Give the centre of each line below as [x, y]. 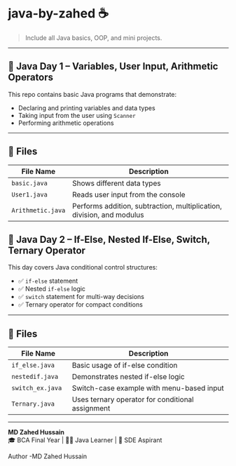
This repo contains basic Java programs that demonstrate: [92, 94]
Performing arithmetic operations [66, 123]
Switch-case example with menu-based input [148, 388]
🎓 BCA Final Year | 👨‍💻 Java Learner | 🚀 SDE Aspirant [85, 440]
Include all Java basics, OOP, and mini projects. [93, 38]
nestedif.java [35, 377]
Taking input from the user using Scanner [77, 115]
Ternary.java [33, 404]
